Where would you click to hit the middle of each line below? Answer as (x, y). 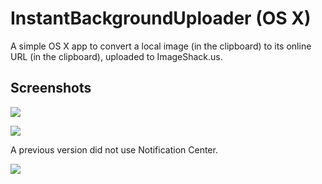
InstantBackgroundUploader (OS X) (161, 18)
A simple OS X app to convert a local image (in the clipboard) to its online (161, 46)
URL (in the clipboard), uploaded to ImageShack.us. (116, 56)
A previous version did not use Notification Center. (114, 149)
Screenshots (51, 88)
